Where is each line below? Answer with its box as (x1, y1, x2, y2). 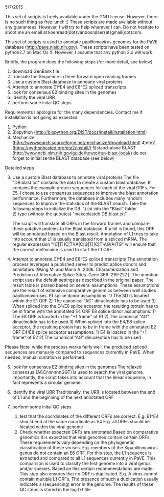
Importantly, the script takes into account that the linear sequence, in (12, 375, 151, 380)
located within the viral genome (19, 424, 83, 430)
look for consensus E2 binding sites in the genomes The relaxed (12, 364, 142, 370)
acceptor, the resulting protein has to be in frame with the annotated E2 (12, 324, 157, 330)
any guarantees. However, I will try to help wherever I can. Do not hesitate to (5, 24, 159, 30)
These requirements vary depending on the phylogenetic (19, 439, 135, 445)
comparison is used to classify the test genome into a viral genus (19, 461, 151, 466)
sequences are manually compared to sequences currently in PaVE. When (5, 349, 155, 355)
